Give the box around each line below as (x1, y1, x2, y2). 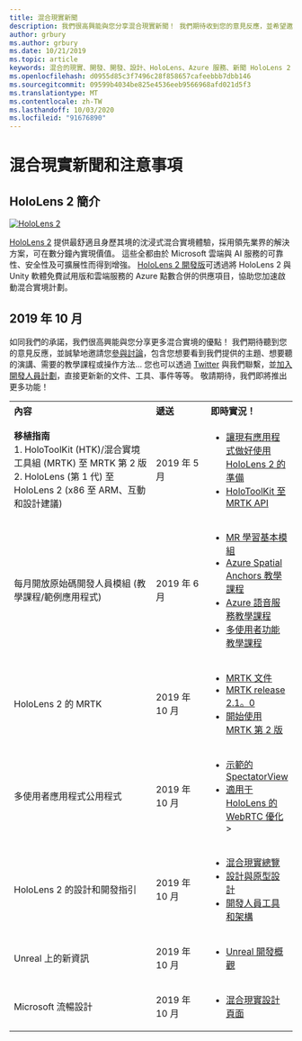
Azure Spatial (226, 556, 283, 568)
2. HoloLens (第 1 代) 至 (13, 470, 115, 483)
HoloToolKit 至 (226, 484, 286, 497)
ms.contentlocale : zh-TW (9, 96, 102, 106)
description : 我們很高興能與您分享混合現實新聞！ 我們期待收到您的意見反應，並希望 (9, 22, 287, 31)
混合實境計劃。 (16, 282, 73, 293)
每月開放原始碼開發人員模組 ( (13, 577, 138, 590)
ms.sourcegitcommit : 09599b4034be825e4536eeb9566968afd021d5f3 (9, 80, 252, 89)
